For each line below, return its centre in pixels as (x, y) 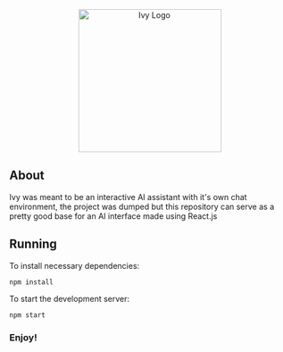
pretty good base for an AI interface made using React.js (113, 216)
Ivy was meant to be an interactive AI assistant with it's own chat (128, 197)
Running (33, 244)
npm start (28, 315)
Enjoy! (23, 337)
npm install (31, 282)
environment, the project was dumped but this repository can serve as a (142, 206)
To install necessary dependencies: (75, 265)
